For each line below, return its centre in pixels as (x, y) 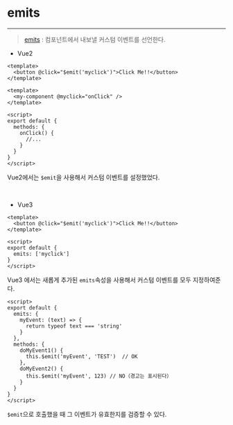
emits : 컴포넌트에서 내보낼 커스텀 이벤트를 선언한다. (95, 39)
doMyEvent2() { (42, 369)
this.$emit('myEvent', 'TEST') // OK (81, 356)
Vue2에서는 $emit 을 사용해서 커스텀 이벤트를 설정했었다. (84, 177)
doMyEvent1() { (42, 350)
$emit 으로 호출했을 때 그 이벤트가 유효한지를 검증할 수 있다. (87, 414)
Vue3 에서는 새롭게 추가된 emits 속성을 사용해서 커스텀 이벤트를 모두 (100, 280)
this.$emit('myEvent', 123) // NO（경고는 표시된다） (98, 376)
